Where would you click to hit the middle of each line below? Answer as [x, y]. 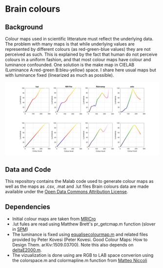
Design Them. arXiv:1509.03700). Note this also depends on [73, 245]
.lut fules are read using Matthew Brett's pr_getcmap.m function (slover [84, 224]
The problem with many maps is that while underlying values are [70, 44]
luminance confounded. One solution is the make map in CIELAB [70, 65]
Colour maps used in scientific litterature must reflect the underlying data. [79, 39]
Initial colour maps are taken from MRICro [54, 219]
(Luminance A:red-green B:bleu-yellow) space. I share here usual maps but [81, 70]
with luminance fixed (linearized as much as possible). [60, 75]
